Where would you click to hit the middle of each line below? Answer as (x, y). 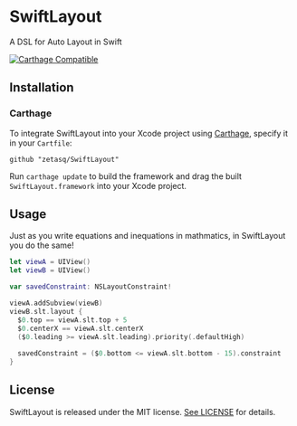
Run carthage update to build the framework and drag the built (126, 176)
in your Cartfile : (41, 143)
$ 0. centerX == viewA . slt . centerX (81, 328)
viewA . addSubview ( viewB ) (56, 303)
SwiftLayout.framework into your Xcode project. (98, 185)
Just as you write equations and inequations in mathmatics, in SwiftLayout (148, 236)
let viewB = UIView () (50, 270)
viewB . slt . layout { (46, 311)
